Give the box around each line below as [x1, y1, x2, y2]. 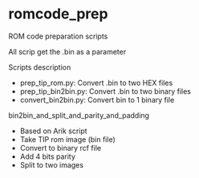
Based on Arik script [19, 126, 87, 136]
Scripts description [8, 62, 71, 72]
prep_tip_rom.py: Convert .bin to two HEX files [19, 78, 173, 87]
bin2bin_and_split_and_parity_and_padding [8, 110, 150, 120]
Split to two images [19, 160, 84, 169]
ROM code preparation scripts [8, 31, 108, 41]
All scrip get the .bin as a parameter [8, 47, 127, 56]
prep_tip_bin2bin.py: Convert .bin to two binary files [19, 86, 191, 96]
